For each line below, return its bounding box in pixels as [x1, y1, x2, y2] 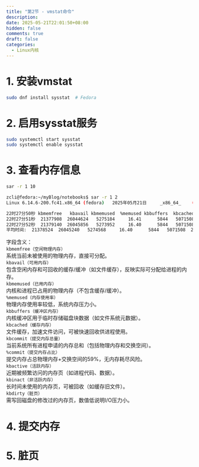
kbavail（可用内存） [6, 260, 52, 266]
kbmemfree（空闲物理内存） [6, 247, 66, 252]
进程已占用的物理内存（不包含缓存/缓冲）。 [21, 287, 126, 294]
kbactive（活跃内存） [6, 363, 54, 369]
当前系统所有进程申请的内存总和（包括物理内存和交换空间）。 [6, 342, 154, 349]
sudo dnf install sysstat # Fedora [6, 94, 97, 101]
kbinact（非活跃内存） [6, 377, 56, 383]
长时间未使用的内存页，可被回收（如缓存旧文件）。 [6, 383, 129, 390]
